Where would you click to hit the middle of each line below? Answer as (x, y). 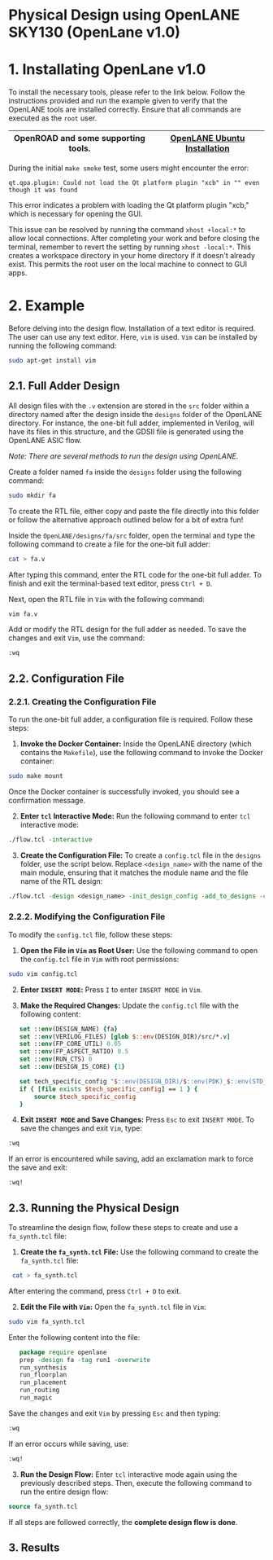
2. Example (47, 306)
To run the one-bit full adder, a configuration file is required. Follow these (131, 719)
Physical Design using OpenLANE (124, 15)
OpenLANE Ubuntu (208, 138)
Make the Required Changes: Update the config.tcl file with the (130, 1005)
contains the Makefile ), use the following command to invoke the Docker (142, 752)
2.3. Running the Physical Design (94, 1208)
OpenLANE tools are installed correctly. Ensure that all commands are (125, 110)
